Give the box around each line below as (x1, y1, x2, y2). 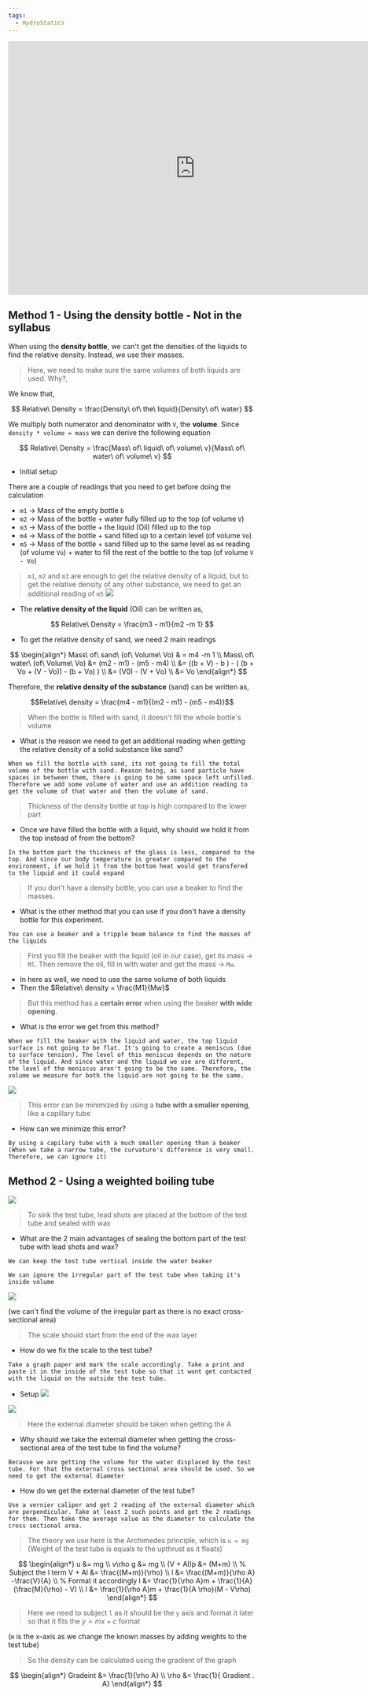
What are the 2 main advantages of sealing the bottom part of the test (19, 1234, 246, 1244)
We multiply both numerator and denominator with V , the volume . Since (8, 419, 240, 430)
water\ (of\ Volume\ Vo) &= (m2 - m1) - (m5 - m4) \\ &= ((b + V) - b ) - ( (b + (10, 659, 254, 668)
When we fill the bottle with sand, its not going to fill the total (8, 760, 241, 768)
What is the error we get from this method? (19, 1022, 160, 1032)
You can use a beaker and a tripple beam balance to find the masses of (8, 931, 252, 939)
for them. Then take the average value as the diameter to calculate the (8, 1515, 256, 1523)
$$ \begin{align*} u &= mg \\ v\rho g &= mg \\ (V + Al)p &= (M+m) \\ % (18, 1560, 246, 1569)
